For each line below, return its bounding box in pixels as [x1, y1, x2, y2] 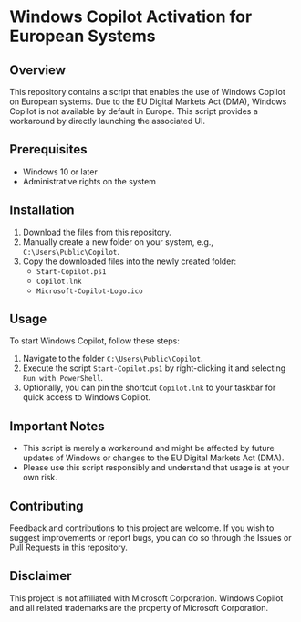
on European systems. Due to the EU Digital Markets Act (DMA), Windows [9, 96, 287, 107]
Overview [9, 62, 67, 78]
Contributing [9, 498, 84, 513]
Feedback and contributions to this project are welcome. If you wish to [9, 522, 275, 533]
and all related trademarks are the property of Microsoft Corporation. [9, 602, 269, 613]
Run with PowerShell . [22, 373, 103, 384]
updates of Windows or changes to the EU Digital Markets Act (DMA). [22, 452, 285, 463]
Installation [9, 203, 75, 218]
